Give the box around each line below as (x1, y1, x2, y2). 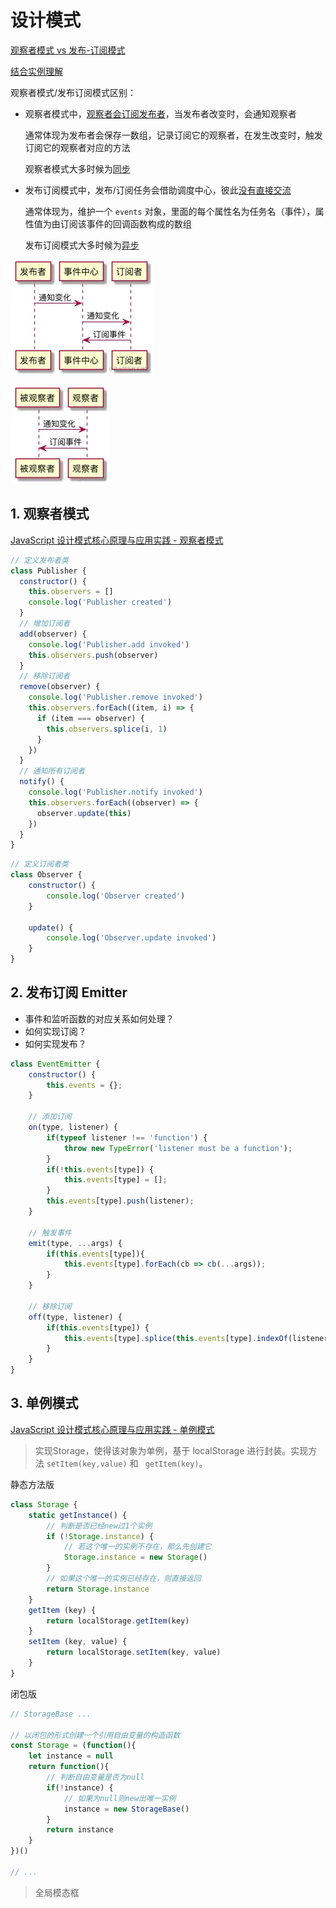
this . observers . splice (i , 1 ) (46, 724, 168, 734)
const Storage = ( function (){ (10, 1741, 137, 1751)
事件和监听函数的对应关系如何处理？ (24, 1012, 175, 1025)
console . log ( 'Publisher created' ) (28, 597, 172, 608)
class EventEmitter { (10, 1059, 101, 1069)
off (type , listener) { (28, 1312, 123, 1322)
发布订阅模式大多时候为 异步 (24, 239, 140, 251)
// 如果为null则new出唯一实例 (63, 1793, 177, 1803)
